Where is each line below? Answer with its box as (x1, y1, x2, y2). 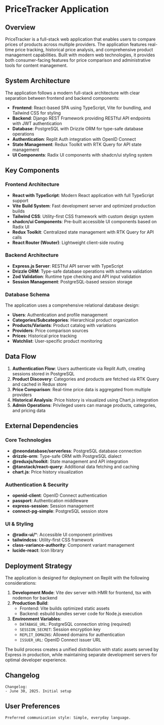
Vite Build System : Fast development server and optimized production (12, 202, 156, 208)
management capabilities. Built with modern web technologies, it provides (5, 52, 155, 58)
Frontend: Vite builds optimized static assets (19, 605, 110, 611)
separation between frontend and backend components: (5, 95, 120, 101)
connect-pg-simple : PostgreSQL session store (12, 508, 108, 514)
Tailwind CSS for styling (12, 110, 61, 116)
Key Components (5, 166, 60, 175)
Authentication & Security (5, 481, 69, 488)
